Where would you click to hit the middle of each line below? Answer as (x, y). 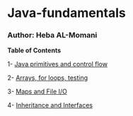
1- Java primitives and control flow (58, 64)
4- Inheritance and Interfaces (50, 105)
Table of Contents (34, 50)
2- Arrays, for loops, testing (48, 78)
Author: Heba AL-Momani (52, 35)
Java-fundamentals (66, 13)
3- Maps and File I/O (37, 92)
